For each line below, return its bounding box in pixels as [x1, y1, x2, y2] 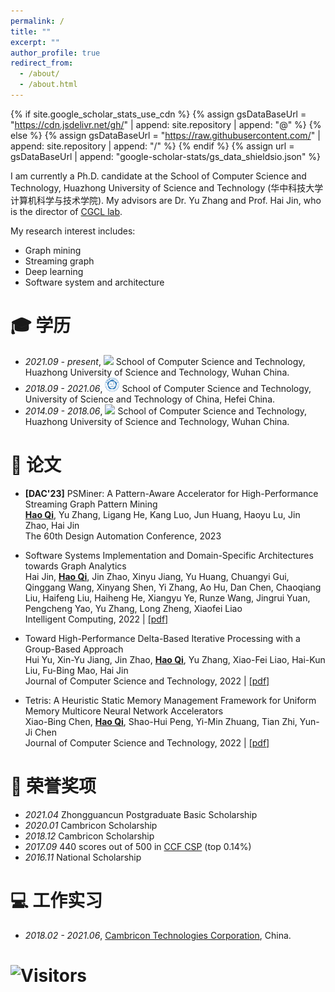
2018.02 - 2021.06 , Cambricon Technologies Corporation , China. [24, 929, 292, 941]
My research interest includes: [10, 225, 136, 237]
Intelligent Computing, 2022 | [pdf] [24, 613, 169, 625]
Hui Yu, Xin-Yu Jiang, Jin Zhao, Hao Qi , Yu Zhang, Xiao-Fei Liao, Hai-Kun [24, 653, 326, 665]
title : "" [10, 26, 52, 37]
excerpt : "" [10, 37, 60, 47]
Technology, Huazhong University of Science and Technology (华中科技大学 [10, 181, 324, 194]
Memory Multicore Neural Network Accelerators [24, 705, 224, 717]
